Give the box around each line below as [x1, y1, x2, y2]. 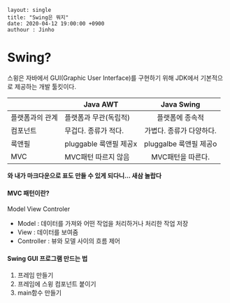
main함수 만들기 [17, 288, 62, 297]
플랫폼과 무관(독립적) [64, 112, 131, 122]
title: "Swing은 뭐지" [7, 14, 69, 21]
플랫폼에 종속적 [157, 112, 204, 122]
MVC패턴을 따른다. [151, 151, 210, 161]
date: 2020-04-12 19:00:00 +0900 [7, 20, 105, 27]
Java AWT [83, 99, 119, 109]
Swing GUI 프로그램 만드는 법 [7, 254, 88, 262]
